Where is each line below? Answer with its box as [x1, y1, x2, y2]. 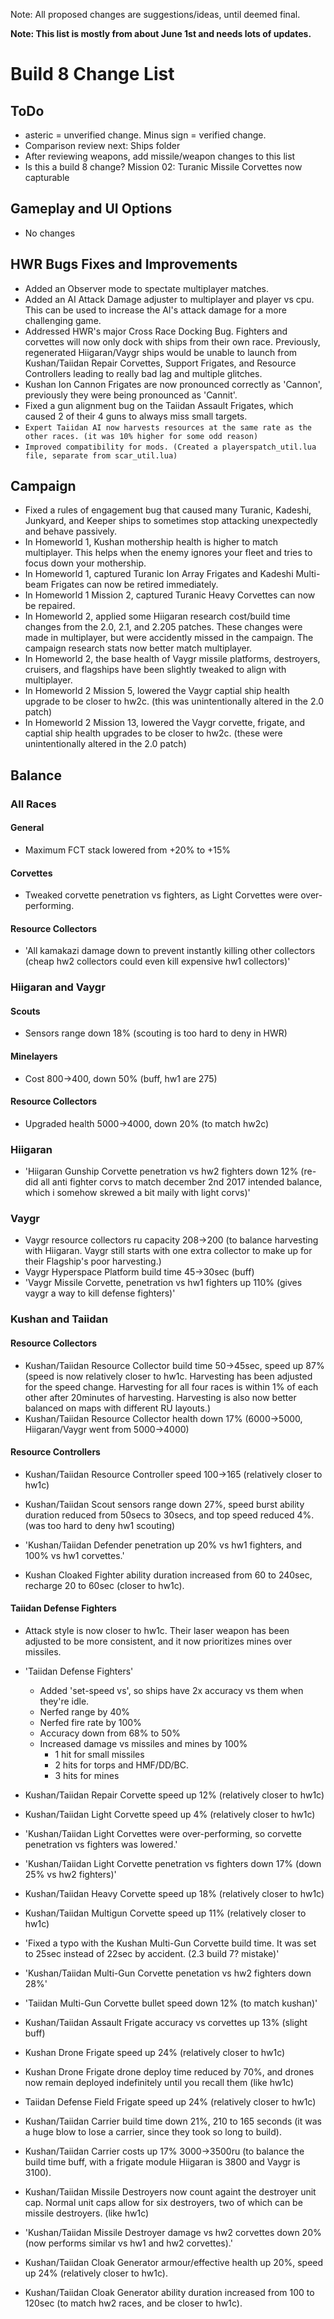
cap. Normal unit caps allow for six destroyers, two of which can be [24, 2197, 303, 2209]
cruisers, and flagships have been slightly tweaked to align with [24, 664, 287, 676]
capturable [24, 172, 70, 183]
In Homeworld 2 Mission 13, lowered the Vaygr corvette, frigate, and [24, 717, 306, 729]
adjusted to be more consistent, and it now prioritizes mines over [24, 1635, 293, 1648]
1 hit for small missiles [54, 1749, 145, 1761]
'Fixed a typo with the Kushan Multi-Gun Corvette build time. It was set [24, 1937, 317, 1949]
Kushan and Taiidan [10, 1312, 109, 1326]
